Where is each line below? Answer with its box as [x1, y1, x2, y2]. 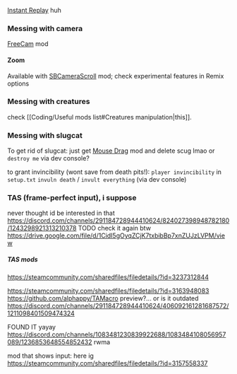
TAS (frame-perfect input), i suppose [7, 193, 137, 203]
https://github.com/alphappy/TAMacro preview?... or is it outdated [7, 294, 199, 303]
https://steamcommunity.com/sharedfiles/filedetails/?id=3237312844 [7, 273, 209, 281]
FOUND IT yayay [7, 323, 56, 332]
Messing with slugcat [7, 130, 83, 140]
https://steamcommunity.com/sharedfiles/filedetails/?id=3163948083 [7, 286, 209, 296]
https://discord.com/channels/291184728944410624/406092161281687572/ [7, 302, 229, 310]
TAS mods [7, 255, 38, 264]
